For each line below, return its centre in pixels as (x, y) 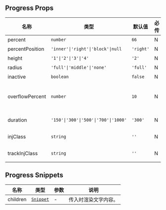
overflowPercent (27, 96)
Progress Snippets (34, 175)
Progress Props (29, 8)
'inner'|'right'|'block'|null (86, 49)
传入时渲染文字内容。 (94, 200)
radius (15, 67)
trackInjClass (23, 153)
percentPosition (26, 49)
